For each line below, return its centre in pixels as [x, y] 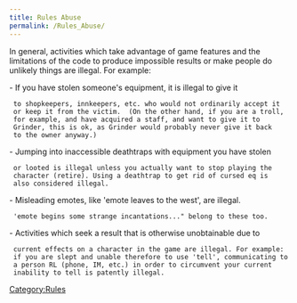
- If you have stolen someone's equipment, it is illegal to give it [124, 87]
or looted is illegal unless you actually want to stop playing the [143, 168]
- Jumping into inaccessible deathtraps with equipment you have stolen [140, 151]
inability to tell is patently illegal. [89, 273]
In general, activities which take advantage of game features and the [135, 51]
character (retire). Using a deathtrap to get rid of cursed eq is [140, 176]
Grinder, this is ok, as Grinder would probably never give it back [143, 127]
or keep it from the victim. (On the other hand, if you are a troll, [148, 111]
